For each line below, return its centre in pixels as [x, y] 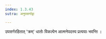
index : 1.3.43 [19, 9]
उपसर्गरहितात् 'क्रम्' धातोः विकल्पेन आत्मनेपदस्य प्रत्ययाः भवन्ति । [53, 31]
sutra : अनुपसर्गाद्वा [20, 14]
